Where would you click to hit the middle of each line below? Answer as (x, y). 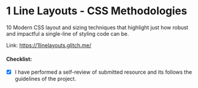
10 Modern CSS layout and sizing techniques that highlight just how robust (97, 27)
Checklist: (19, 59)
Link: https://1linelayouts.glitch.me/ (49, 45)
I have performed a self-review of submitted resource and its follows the (103, 72)
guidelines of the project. (45, 79)
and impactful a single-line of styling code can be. (67, 33)
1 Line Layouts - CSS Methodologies (97, 11)
